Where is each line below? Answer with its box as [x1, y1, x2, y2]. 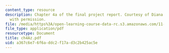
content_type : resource [5, 7, 55, 13]
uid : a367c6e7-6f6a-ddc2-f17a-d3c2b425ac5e [5, 40, 98, 45]
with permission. [10, 17, 46, 22]
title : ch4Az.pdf [5, 36, 42, 41]
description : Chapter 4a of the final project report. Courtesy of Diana [5, 12, 163, 17]
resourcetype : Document [5, 31, 55, 36]
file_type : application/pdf [5, 26, 64, 31]
